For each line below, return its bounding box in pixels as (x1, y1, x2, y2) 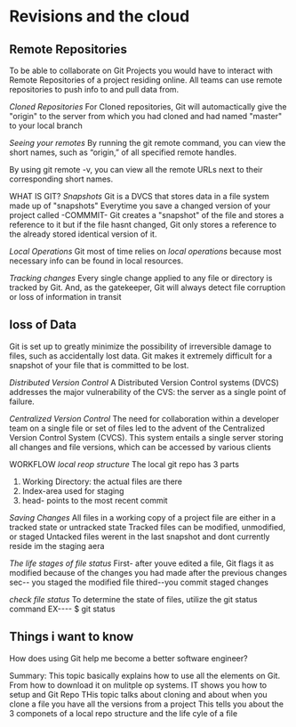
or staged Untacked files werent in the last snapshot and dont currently (9, 531, 270, 542)
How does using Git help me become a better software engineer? (9, 652, 248, 664)
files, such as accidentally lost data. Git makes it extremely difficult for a (9, 350, 273, 361)
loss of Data (9, 318, 77, 333)
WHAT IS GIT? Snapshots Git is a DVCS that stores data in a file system (9, 191, 269, 201)
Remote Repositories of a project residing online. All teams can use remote (9, 75, 283, 85)
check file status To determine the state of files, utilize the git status (9, 594, 258, 604)
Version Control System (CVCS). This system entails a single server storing (9, 432, 284, 442)
